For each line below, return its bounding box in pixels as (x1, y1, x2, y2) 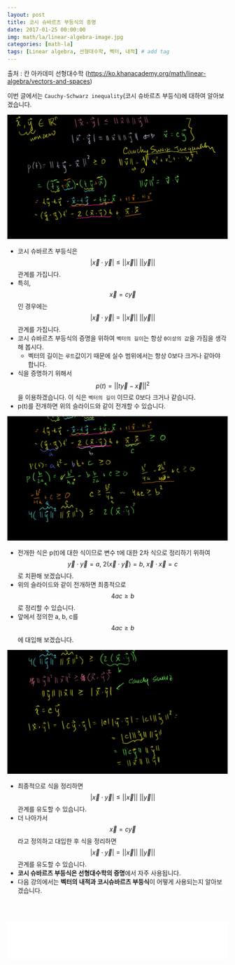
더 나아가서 (17, 814, 48, 822)
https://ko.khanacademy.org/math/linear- (87, 69, 206, 77)
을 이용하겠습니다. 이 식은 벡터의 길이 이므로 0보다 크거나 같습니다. (17, 393, 196, 402)
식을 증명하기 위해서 (17, 368, 72, 377)
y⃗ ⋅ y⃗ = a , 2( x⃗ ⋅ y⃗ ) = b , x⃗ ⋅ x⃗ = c (67, 560, 178, 568)
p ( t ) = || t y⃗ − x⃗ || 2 (95, 380, 150, 390)
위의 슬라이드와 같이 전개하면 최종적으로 (17, 580, 127, 588)
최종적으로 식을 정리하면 (17, 782, 84, 791)
